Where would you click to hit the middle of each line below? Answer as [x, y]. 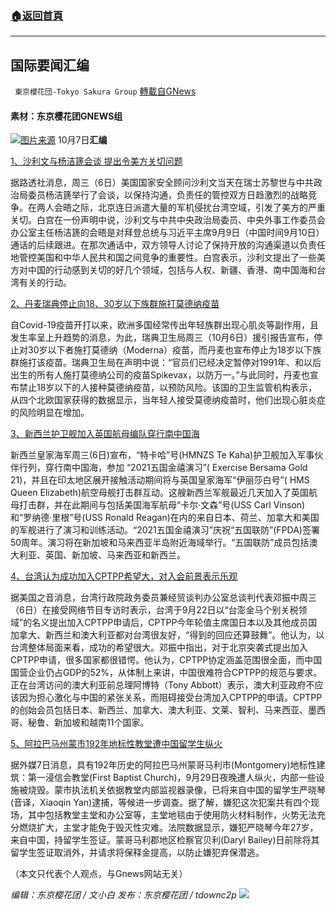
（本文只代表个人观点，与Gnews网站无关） [99, 874]
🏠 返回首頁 [37, 15]
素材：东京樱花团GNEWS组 [66, 116]
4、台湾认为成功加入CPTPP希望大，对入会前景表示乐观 [124, 576]
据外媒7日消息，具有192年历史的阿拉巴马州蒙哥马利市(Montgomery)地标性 [163, 765]
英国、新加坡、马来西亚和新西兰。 [115, 555]
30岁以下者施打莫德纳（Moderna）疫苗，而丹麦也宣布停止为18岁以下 [170, 350]
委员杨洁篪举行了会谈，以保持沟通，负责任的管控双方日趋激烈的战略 [167, 195]
